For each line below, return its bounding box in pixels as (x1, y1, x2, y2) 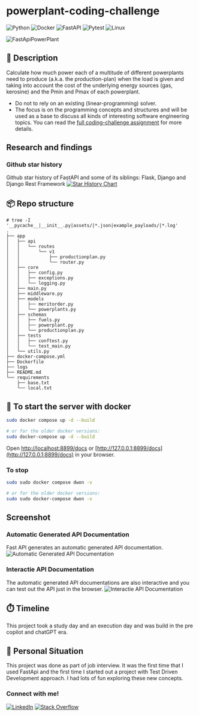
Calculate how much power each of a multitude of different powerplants (6, 69, 184, 76)
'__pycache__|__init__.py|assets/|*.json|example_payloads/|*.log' (6, 223, 179, 229)
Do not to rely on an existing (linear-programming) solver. (14, 99, 157, 107)
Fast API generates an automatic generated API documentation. (6, 544, 164, 551)
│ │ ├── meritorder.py (6, 301, 74, 307)
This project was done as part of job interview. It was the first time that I (6, 662, 184, 669)
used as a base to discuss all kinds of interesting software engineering (14, 112, 189, 119)
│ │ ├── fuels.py (6, 317, 61, 323)
